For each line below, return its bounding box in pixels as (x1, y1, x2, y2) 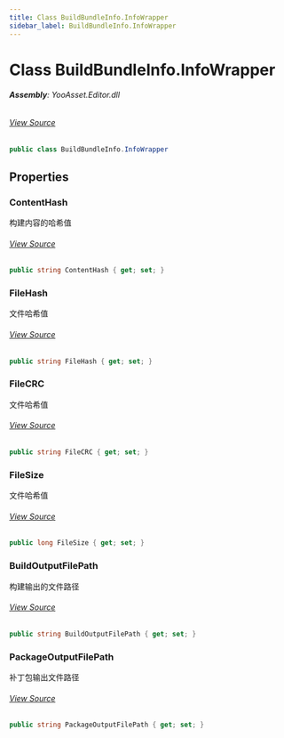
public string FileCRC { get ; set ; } (9, 448, 149, 457)
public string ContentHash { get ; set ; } (9, 266, 165, 275)
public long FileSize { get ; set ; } (9, 539, 145, 547)
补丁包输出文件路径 (9, 671, 80, 682)
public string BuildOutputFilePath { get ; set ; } (9, 629, 197, 638)
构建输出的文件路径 (9, 580, 80, 592)
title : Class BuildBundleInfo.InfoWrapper (9, 12, 169, 22)
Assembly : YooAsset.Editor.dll (9, 90, 121, 101)
